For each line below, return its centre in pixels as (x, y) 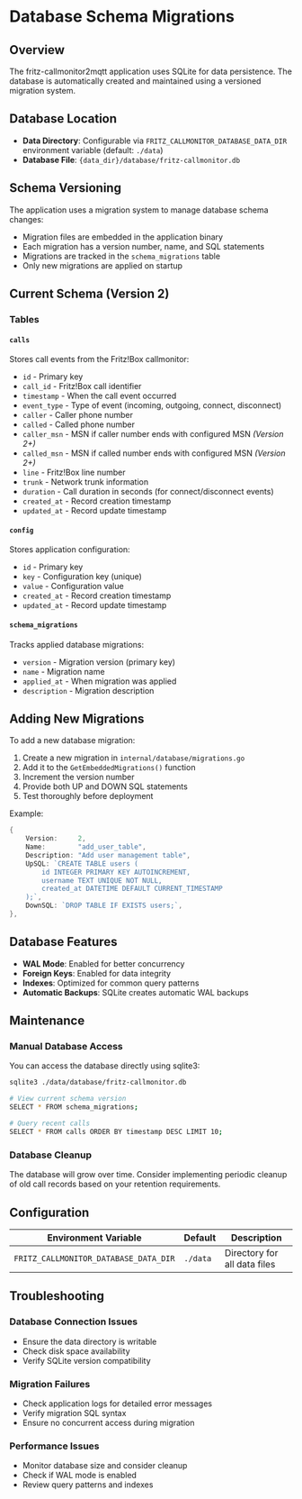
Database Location (63, 119)
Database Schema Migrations (122, 17)
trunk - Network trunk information (85, 482)
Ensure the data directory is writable (89, 1341)
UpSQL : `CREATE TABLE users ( (82, 863)
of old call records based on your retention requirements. (115, 1184)
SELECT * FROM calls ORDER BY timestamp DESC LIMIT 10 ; (116, 1131)
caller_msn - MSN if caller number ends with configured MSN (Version (153, 434)
